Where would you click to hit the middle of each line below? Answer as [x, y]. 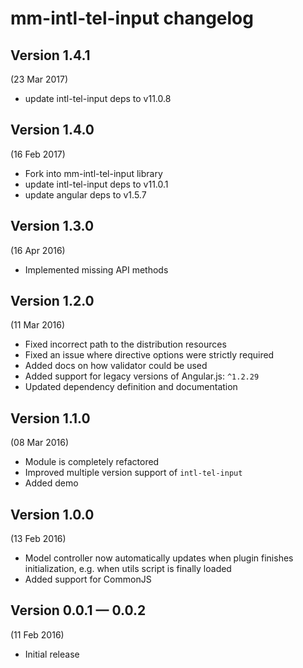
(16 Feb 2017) [38, 154]
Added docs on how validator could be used [116, 366]
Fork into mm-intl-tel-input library [93, 173]
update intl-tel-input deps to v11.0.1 [96, 184]
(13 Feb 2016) [38, 539]
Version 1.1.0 [50, 418]
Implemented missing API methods [96, 269]
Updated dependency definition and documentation [131, 387]
